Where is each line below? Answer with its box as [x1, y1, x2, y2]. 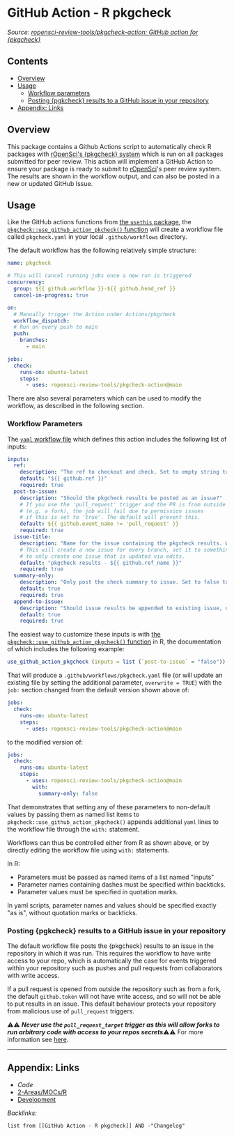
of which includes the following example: [7, 645, 125, 653]
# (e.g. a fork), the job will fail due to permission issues [19, 507, 204, 515]
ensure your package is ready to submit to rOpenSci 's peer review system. [7, 164, 221, 173]
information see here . [7, 1035, 69, 1043]
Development [17, 1095, 56, 1103]
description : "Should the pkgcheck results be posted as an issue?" [19, 495, 223, 501]
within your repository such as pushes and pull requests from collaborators [7, 963, 223, 972]
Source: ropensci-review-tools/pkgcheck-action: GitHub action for [7, 28, 198, 36]
